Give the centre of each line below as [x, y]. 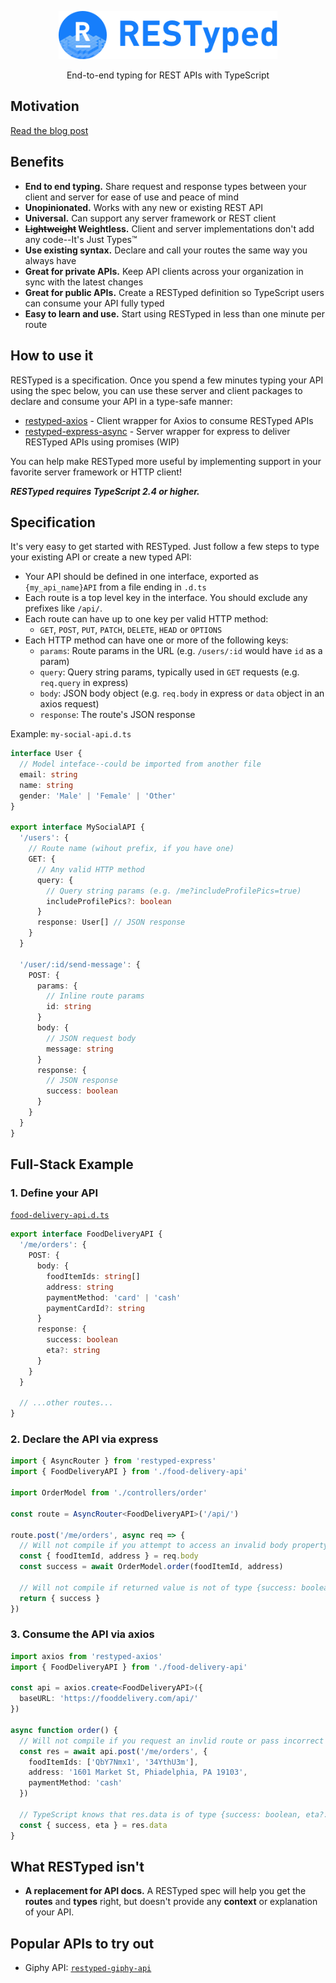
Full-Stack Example [72, 1164]
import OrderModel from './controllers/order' [109, 1493]
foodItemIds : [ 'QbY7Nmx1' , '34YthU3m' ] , [113, 1762]
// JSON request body [91, 1038]
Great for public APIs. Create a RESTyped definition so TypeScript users [174, 292]
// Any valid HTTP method [90, 869]
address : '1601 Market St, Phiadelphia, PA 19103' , [138, 1772]
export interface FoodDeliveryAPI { [86, 1234]
